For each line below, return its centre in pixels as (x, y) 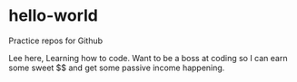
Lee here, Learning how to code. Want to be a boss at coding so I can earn (148, 58)
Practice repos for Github (56, 41)
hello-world (54, 16)
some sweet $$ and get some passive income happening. (117, 68)
